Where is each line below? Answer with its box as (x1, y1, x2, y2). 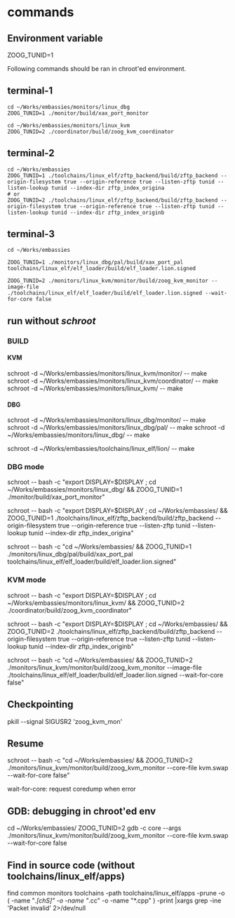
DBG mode (7, 462, 44, 472)
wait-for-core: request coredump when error (7, 785, 137, 793)
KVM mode (7, 575, 47, 585)
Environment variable (7, 32, 103, 44)
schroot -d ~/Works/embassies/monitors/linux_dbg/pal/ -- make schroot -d (7, 423, 225, 432)
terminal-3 (7, 228, 55, 240)
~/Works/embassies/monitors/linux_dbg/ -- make (7, 431, 150, 440)
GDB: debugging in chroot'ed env (7, 805, 156, 817)
